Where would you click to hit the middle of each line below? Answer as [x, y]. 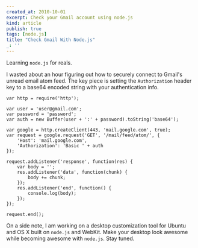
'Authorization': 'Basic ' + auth [60, 145]
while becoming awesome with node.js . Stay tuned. [70, 238]
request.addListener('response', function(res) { [70, 161]
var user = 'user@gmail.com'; [44, 109]
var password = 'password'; [42, 114]
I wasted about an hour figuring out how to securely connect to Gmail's [94, 74]
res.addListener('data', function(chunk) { [73, 172]
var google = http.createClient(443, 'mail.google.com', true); [88, 130]
